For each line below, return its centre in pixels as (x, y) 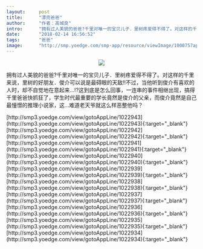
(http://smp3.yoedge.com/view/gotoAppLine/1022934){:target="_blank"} (97, 239)
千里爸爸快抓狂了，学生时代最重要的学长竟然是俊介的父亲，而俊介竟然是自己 (101, 97)
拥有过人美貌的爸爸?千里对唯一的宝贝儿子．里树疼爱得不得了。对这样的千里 (100, 75)
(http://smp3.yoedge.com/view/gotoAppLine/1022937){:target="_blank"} (97, 201)
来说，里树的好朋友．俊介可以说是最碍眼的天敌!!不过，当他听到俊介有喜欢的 (101, 82)
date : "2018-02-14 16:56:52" (51, 34)
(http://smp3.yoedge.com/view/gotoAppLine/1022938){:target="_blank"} (97, 187)
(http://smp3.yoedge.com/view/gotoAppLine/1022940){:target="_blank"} (97, 162)
